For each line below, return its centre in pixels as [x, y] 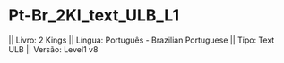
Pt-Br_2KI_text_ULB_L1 [94, 16]
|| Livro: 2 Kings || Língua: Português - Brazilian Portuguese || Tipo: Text [142, 40]
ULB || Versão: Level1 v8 [53, 49]
